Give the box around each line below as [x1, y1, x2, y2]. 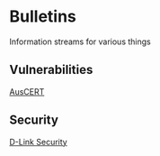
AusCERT [9, 86, 45, 96]
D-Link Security [9, 136, 67, 147]
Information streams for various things [9, 36, 151, 47]
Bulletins [9, 6, 76, 27]
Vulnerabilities [9, 62, 93, 78]
